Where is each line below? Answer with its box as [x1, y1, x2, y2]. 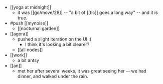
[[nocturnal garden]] [17, 25, 60, 31]
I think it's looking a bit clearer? [25, 41, 90, 47]
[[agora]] [10, 31, 29, 36]
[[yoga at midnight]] [10, 4, 52, 10]
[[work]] [10, 52, 27, 58]
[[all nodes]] [17, 47, 43, 52]
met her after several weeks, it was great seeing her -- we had [17, 68, 146, 74]
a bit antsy [17, 57, 39, 63]
